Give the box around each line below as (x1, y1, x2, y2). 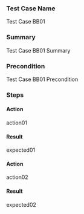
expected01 (6, 146, 35, 154)
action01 (6, 119, 28, 126)
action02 (6, 173, 28, 181)
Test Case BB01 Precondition (6, 76, 79, 83)
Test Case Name (6, 4, 56, 13)
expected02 (6, 201, 36, 208)
